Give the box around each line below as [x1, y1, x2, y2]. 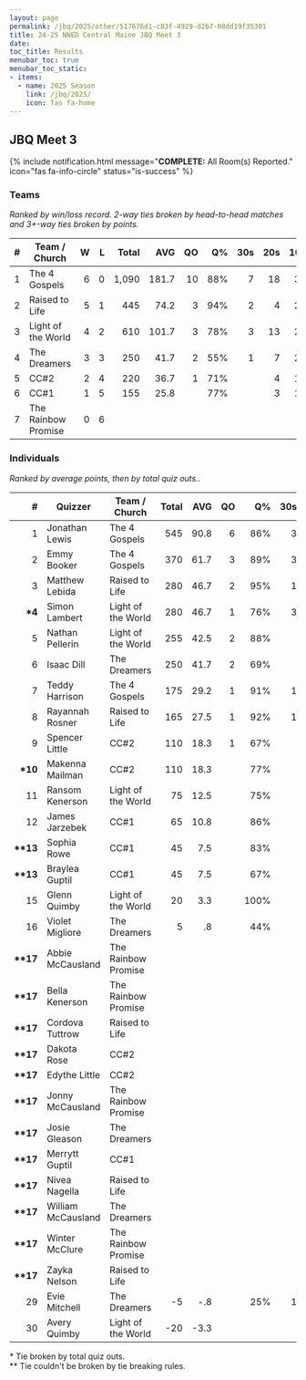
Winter [46, 1231, 76, 1244]
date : [9, 38, 30, 48]
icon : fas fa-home [25, 98, 96, 108]
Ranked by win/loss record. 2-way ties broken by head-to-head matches [9, 209, 284, 220]
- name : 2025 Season [17, 81, 96, 90]
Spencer [46, 731, 84, 743]
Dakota [46, 1042, 77, 1054]
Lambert [46, 611, 84, 624]
